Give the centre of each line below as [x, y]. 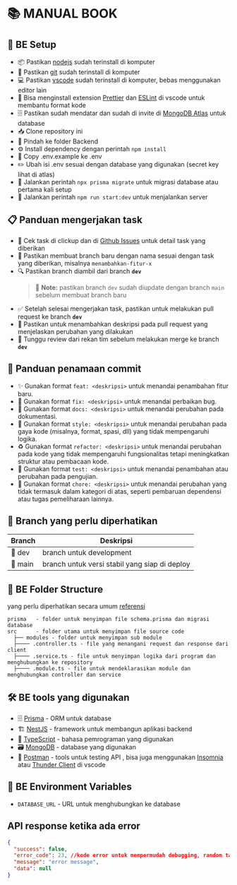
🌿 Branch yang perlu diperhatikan [83, 521]
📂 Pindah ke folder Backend [58, 141]
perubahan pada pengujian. [57, 476]
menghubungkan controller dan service [64, 675]
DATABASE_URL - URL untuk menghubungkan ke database [99, 804]
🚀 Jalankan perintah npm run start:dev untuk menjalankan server [113, 197]
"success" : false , [41, 849]
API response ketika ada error [74, 826]
